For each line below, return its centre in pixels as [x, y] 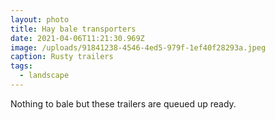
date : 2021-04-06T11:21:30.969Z [77, 38]
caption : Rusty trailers [62, 57]
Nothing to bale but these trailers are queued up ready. [123, 103]
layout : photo [40, 19]
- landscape [44, 76]
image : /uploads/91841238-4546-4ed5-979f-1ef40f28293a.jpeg [138, 47]
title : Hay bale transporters [73, 29]
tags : [21, 66]
